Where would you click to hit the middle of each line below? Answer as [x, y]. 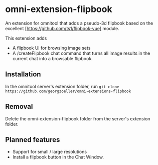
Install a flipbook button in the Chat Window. [58, 157]
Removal [19, 107]
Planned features [33, 140]
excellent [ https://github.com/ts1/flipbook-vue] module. [62, 28]
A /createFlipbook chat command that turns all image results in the [81, 53]
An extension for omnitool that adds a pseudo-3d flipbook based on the [79, 23]
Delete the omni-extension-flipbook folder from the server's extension [78, 118]
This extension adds [26, 38]
